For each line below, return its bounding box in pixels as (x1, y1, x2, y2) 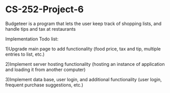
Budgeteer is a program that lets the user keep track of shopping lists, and (5, 20, 162, 27)
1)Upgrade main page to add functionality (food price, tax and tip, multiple (5, 45, 161, 52)
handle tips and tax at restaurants (5, 26, 76, 32)
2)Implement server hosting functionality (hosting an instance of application (5, 61, 165, 67)
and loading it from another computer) (5, 66, 86, 73)
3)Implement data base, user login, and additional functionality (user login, (5, 76, 162, 82)
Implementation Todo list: (5, 36, 59, 42)
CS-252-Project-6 (5, 4, 84, 15)
